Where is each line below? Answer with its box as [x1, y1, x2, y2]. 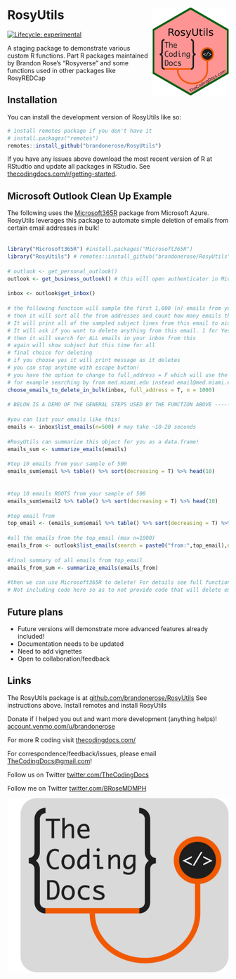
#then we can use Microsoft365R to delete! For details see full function [7, 579, 231, 586]
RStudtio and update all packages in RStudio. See [7, 162, 151, 171]
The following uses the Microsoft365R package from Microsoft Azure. [7, 209, 209, 217]
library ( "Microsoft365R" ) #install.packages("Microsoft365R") [7, 246, 193, 253]
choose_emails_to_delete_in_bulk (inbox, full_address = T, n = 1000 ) [7, 387, 216, 394]
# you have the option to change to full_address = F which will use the [7, 371, 228, 379]
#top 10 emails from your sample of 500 [7, 460, 128, 467]
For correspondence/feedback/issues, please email [7, 749, 157, 758]
